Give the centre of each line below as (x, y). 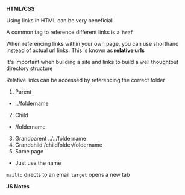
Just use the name (38, 163)
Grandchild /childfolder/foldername (58, 145)
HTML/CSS (20, 9)
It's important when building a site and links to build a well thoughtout (92, 62)
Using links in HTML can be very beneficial (59, 20)
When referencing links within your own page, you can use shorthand (92, 44)
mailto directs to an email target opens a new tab (68, 175)
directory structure (30, 68)
